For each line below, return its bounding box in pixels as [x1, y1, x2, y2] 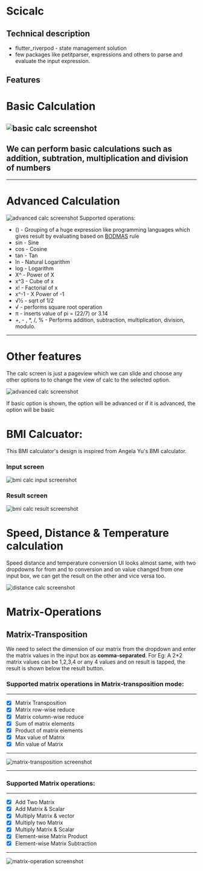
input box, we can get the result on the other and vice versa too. [6, 572, 166, 580]
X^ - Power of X [14, 271, 54, 278]
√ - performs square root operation [14, 303, 103, 311]
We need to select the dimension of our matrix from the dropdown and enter [6, 645, 196, 653]
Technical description [6, 29, 91, 39]
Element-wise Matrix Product [14, 833, 88, 840]
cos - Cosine [14, 245, 47, 252]
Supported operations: [79, 214, 136, 221]
